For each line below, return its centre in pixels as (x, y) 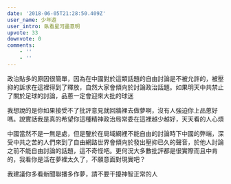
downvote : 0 (24, 39)
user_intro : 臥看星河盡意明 (44, 26)
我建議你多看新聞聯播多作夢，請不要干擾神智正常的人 (82, 174)
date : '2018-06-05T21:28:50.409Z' (57, 13)
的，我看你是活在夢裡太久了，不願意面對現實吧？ (76, 159)
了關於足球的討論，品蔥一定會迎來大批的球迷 (70, 95)
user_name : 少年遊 (32, 20)
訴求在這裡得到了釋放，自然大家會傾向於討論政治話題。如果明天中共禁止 (121, 87)
